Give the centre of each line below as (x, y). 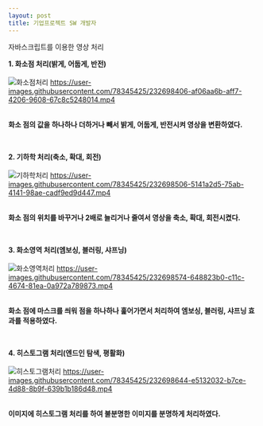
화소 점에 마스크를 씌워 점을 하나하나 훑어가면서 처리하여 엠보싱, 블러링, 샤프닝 (128, 311)
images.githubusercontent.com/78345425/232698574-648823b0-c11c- (126, 277)
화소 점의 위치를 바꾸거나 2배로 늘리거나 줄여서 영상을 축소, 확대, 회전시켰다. (124, 217)
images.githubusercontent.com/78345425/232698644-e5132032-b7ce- (127, 380)
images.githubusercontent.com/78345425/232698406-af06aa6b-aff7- (125, 91)
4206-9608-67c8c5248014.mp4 (62, 100)
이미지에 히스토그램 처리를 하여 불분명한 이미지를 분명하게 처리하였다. (114, 413)
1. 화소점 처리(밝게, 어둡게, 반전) (58, 64)
